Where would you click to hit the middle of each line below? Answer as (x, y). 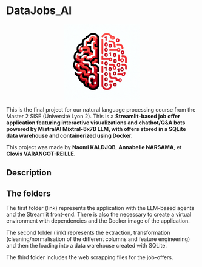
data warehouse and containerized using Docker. (70, 135)
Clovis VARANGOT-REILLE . (41, 154)
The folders (29, 193)
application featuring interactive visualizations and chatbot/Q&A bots (96, 123)
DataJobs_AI (39, 11)
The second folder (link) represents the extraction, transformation (88, 233)
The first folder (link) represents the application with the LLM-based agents (100, 208)
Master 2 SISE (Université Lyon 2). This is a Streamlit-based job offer (93, 116)
